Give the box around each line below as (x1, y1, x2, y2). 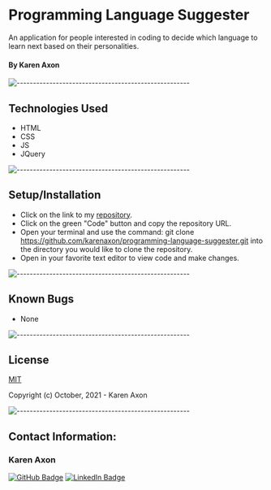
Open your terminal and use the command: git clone (19, 227, 195, 236)
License (8, 353, 49, 366)
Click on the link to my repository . (19, 210, 132, 219)
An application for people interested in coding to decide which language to (8, 33, 258, 42)
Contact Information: (8, 429, 117, 444)
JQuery (19, 149, 46, 158)
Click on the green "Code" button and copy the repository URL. (19, 218, 232, 228)
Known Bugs (8, 293, 75, 306)
